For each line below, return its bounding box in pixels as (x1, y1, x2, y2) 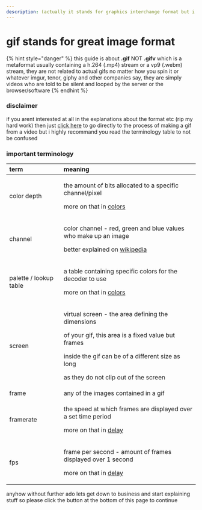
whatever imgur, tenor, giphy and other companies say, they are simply (6, 73, 182, 81)
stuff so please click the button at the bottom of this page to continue (6, 497, 178, 504)
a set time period (63, 412, 111, 421)
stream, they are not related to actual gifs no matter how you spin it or (6, 67, 179, 75)
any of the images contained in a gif (63, 389, 165, 397)
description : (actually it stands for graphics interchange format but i (6, 8, 195, 15)
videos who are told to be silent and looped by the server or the (6, 80, 164, 87)
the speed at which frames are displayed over (63, 405, 193, 413)
